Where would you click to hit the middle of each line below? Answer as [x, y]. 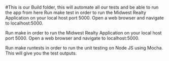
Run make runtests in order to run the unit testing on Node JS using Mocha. [84, 48]
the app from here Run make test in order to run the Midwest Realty [76, 12]
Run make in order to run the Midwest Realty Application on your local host [83, 33]
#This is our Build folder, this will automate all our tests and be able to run [82, 7]
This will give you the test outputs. [41, 53]
